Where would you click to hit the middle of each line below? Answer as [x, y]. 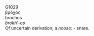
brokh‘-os [15, 23]
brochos [14, 18]
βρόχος [13, 12]
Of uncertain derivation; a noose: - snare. [47, 28]
